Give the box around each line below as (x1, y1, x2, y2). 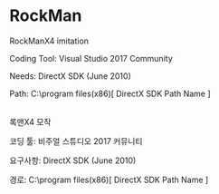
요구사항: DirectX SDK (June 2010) (9, 155, 137, 166)
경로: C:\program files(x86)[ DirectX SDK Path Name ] (9, 174, 209, 185)
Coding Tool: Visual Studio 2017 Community (9, 53, 174, 63)
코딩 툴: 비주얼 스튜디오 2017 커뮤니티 (9, 135, 143, 146)
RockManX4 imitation (9, 35, 89, 46)
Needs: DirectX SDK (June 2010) (9, 70, 131, 82)
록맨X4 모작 (9, 116, 52, 127)
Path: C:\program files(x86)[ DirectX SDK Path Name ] (9, 88, 211, 99)
